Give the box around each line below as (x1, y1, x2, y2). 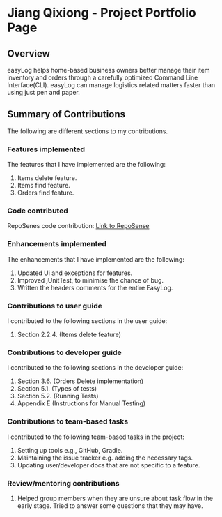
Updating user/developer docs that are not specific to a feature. (17, 460, 200, 469)
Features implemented (7, 144, 86, 154)
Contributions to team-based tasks (7, 417, 129, 426)
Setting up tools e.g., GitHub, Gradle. (17, 446, 123, 454)
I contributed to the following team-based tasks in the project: (7, 433, 184, 441)
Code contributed (7, 206, 68, 216)
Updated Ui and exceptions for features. (17, 269, 133, 277)
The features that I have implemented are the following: (7, 160, 166, 169)
